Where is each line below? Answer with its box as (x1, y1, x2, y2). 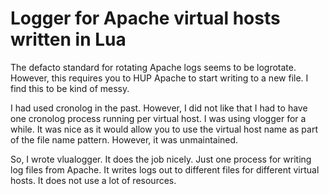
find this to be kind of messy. (10, 82, 130, 94)
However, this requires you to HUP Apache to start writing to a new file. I (10, 72, 309, 84)
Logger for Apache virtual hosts (10, 7, 281, 30)
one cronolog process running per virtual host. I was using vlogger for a (10, 112, 307, 124)
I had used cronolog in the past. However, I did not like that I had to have (10, 102, 308, 114)
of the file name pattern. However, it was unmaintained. (10, 133, 239, 146)
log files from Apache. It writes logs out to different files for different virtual (10, 163, 320, 176)
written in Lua (10, 28, 127, 51)
